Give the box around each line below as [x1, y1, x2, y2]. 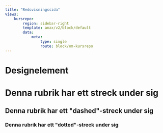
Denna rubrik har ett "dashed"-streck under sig [5, 106, 154, 115]
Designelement [5, 65, 69, 76]
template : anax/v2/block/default [23, 26, 91, 30]
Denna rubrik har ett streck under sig [5, 87, 159, 98]
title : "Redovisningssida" [5, 7, 60, 12]
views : [5, 12, 19, 17]
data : [23, 30, 34, 35]
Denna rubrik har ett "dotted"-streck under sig [5, 121, 119, 128]
